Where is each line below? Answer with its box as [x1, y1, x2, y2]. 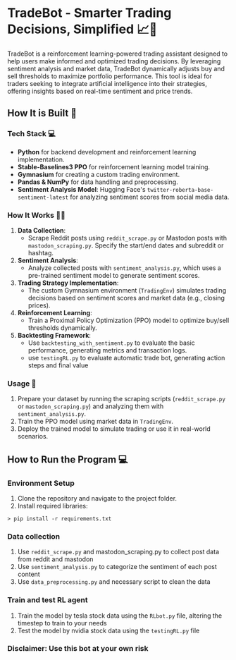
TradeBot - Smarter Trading [7, 5, 172, 21]
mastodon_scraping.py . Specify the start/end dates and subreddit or [27, 241, 224, 250]
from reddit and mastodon [17, 555, 94, 563]
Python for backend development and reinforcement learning [17, 147, 197, 156]
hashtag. [27, 248, 54, 257]
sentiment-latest [17, 194, 69, 201]
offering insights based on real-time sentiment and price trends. [7, 87, 193, 95]
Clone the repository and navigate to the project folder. [17, 494, 178, 502]
